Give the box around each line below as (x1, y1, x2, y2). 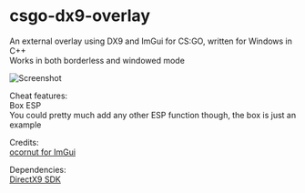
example (9, 119, 42, 130)
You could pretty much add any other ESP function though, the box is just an (9, 109, 297, 120)
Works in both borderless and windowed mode (9, 55, 185, 66)
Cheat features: (9, 90, 68, 101)
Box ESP (9, 99, 42, 110)
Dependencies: (9, 164, 66, 175)
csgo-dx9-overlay (9, 5, 150, 26)
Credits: (9, 137, 39, 147)
